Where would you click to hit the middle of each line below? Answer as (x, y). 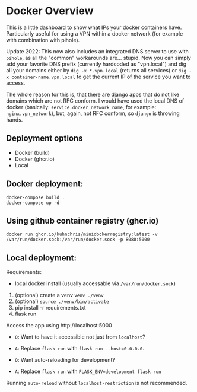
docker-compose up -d (33, 203)
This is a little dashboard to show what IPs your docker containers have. (94, 27)
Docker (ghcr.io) (35, 159)
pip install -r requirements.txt (50, 308)
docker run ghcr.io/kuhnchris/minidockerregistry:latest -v (82, 235)
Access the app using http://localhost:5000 (59, 326)
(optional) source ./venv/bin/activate (62, 301)
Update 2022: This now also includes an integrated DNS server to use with (97, 51)
